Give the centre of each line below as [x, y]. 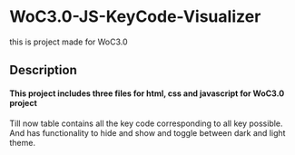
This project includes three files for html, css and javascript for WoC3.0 [147, 93]
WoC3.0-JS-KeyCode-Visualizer [135, 17]
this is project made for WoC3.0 [69, 42]
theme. [23, 142]
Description [43, 70]
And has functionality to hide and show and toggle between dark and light [147, 132]
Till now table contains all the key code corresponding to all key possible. [146, 123]
